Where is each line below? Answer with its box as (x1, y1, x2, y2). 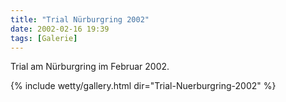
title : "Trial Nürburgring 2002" (10, 14, 150, 25)
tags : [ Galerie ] (10, 33, 78, 43)
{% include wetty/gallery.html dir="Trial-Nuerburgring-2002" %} (10, 80, 277, 92)
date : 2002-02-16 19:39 (10, 24, 110, 34)
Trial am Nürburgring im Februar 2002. (10, 61, 170, 73)
